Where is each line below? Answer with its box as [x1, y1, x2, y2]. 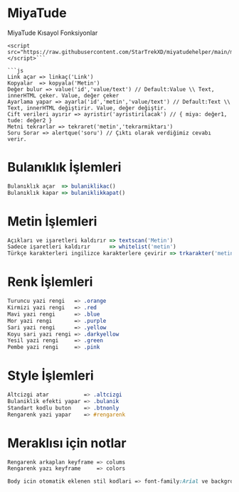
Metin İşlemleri [7, 213, 97, 229]
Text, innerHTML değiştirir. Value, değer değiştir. [7, 105, 167, 112]
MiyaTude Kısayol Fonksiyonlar [7, 28, 98, 37]
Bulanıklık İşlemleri [7, 159, 122, 176]
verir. [7, 135, 27, 143]
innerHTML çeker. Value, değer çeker [7, 92, 119, 99]
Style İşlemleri [7, 368, 94, 384]
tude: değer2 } [7, 117, 53, 124]
